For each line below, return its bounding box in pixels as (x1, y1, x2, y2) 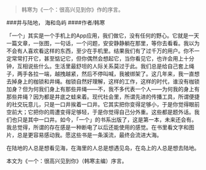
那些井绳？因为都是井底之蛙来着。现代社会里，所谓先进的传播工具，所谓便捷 (6, 93, 200, 100)
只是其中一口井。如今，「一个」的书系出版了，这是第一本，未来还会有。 (17, 116, 197, 123)
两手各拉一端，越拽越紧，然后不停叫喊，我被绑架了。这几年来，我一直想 (17, 70, 200, 77)
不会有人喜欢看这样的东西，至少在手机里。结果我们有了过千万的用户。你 (6, 47, 189, 54)
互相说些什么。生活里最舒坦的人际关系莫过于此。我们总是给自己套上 (17, 62, 189, 70)
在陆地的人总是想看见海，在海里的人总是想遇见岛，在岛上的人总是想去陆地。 (6, 144, 200, 152)
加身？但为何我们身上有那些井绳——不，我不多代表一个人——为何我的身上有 (6, 86, 200, 92)
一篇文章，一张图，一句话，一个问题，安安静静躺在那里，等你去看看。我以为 (6, 40, 200, 46)
